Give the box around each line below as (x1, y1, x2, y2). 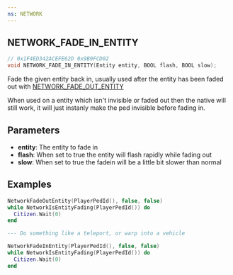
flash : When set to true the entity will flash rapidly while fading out (17, 150, 212, 159)
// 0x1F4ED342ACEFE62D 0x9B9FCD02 (7, 55, 110, 62)
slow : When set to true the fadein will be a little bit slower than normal (17, 158, 222, 167)
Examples (7, 179, 52, 191)
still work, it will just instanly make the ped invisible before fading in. (7, 103, 205, 112)
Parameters (7, 124, 60, 136)
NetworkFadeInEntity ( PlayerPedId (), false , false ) (7, 242, 160, 250)
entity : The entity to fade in (17, 143, 98, 151)
